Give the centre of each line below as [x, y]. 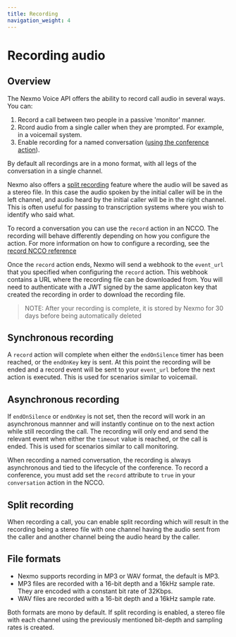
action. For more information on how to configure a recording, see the [108, 243]
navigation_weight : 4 [39, 20]
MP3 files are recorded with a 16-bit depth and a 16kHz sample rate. [116, 583]
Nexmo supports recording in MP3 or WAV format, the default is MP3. [118, 576]
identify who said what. [41, 214]
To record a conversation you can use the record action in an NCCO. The [113, 228]
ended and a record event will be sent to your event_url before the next [111, 370]
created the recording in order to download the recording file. [96, 294]
